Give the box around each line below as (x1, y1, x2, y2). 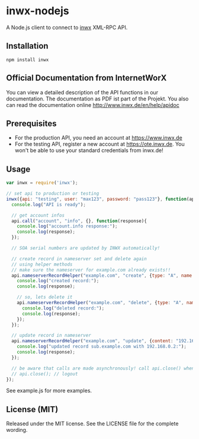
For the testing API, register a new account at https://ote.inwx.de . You (14, 141, 185, 148)
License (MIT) (6, 404, 59, 414)
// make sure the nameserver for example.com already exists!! (11, 267, 171, 273)
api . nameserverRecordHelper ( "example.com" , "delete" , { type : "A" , (17, 300, 184, 306)
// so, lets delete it (17, 294, 73, 301)
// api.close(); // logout (11, 371, 78, 377)
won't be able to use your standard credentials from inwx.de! (14, 147, 164, 154)
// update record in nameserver (11, 333, 92, 339)
